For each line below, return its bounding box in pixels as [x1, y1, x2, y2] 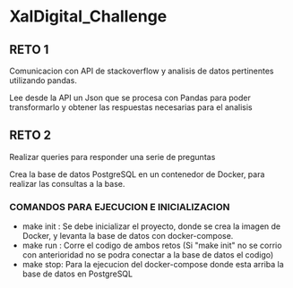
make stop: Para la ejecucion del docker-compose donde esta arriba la [22, 259, 284, 270]
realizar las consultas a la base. [9, 178, 125, 189]
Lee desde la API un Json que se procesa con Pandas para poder [9, 92, 251, 103]
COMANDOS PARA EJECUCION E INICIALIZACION [9, 200, 230, 213]
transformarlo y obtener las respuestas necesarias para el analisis [9, 102, 253, 113]
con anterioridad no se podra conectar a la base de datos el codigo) [22, 250, 274, 260]
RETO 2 [9, 128, 52, 143]
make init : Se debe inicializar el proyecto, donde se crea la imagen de [22, 221, 281, 232]
